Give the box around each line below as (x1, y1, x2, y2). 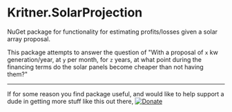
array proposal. (7, 34, 50, 43)
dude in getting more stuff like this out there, (7, 97, 134, 105)
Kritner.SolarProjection (7, 5, 143, 21)
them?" (7, 70, 28, 78)
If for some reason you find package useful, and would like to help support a (7, 89, 224, 98)
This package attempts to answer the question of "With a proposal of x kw (7, 48, 219, 56)
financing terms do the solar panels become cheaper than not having (7, 63, 204, 71)
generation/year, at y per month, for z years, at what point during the (7, 55, 202, 63)
